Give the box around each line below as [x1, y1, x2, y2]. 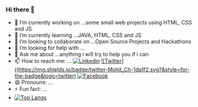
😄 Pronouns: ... [14, 79, 53, 86]
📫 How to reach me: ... [14, 57, 72, 65]
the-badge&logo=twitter [14, 72, 74, 80]
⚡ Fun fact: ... [14, 85, 47, 93]
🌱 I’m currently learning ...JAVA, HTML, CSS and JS [14, 32, 142, 39]
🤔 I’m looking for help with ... [14, 44, 85, 51]
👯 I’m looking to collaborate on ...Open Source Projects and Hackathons [14, 38, 191, 45]
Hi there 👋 [5, 5, 35, 14]
